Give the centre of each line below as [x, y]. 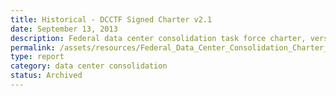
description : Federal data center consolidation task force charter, [158, 38]
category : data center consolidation [89, 66]
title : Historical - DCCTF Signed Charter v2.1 [111, 19]
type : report [37, 57]
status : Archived [46, 76]
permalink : [33, 47]
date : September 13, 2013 [64, 29]
